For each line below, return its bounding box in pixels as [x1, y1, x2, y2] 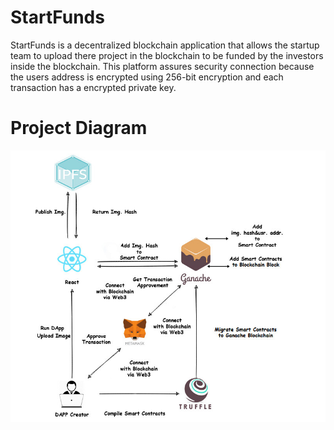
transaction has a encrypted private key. [10, 81, 177, 93]
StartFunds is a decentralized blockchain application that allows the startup [10, 39, 320, 51]
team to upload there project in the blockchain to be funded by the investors [10, 49, 324, 61]
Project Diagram [10, 117, 148, 140]
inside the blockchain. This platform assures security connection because [10, 60, 315, 72]
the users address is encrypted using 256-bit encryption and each [10, 71, 284, 83]
